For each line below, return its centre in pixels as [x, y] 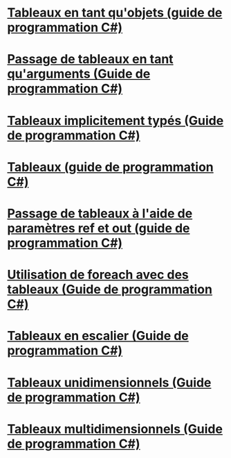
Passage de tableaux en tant [91, 59]
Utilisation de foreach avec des [98, 275]
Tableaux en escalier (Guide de [98, 336]
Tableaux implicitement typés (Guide [115, 120]
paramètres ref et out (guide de [99, 228]
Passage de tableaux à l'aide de [100, 213]
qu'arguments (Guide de [79, 74]
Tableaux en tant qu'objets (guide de [115, 13]
